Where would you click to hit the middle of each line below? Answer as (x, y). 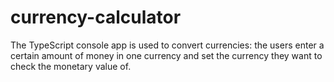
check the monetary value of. (71, 66)
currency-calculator (96, 17)
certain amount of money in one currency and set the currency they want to (166, 55)
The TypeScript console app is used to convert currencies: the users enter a (167, 45)
